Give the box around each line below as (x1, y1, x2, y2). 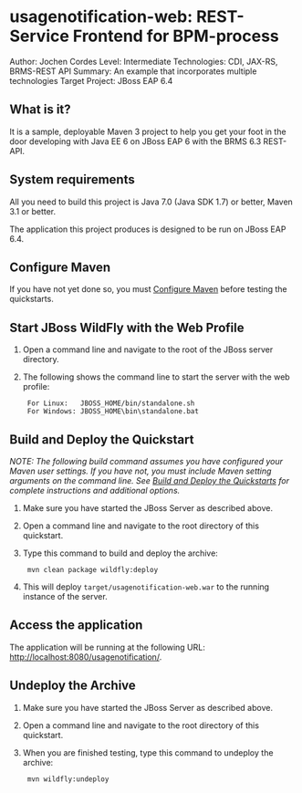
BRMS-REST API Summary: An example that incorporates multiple (9, 66, 257, 77)
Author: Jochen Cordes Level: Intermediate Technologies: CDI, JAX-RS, (9, 56, 278, 67)
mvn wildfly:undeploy (26, 774, 109, 784)
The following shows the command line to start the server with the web (22, 371, 290, 382)
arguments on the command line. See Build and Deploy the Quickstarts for (9, 475, 290, 485)
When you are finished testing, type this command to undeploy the (22, 746, 274, 758)
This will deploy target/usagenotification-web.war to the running (22, 581, 270, 592)
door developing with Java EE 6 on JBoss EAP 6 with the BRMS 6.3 (9, 135, 262, 147)
